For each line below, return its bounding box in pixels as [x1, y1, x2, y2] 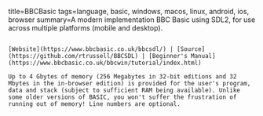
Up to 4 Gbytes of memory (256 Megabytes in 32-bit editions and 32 [8, 73, 237, 81]
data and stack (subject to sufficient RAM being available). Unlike [8, 86, 241, 94]
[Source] [176, 45, 206, 53]
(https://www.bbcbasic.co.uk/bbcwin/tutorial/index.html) [8, 59, 202, 67]
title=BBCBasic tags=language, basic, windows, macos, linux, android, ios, [8, 7, 250, 16]
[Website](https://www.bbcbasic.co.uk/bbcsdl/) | [8, 45, 174, 53]
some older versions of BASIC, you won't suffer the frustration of [8, 93, 237, 101]
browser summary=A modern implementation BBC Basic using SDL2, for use [8, 15, 256, 24]
